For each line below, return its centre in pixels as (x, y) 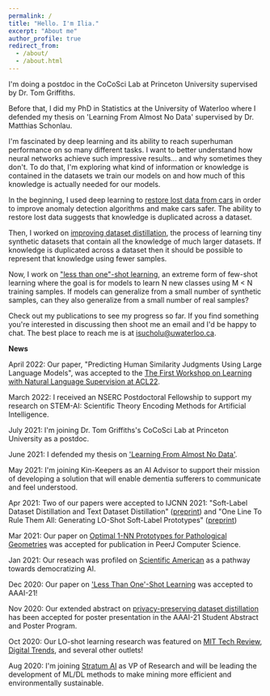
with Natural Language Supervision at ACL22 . (84, 381)
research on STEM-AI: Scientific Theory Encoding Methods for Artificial (127, 405)
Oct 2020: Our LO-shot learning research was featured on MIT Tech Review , (135, 641)
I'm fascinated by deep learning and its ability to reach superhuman (121, 141)
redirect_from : (34, 46)
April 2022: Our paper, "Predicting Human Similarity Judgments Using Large (135, 364)
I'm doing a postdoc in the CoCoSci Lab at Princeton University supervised (133, 84)
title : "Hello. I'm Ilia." (54, 23)
